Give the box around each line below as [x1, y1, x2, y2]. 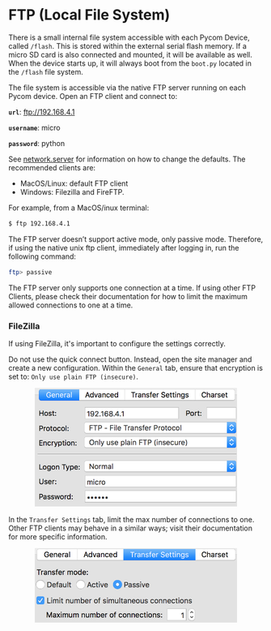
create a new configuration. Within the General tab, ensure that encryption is [8, 363, 263, 372]
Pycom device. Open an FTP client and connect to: [8, 91, 178, 101]
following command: [8, 251, 77, 261]
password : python [8, 138, 66, 148]
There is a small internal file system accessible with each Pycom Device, [8, 32, 250, 42]
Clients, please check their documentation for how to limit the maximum [8, 291, 248, 301]
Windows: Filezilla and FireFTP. [19, 187, 125, 196]
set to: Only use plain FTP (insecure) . [8, 371, 139, 381]
